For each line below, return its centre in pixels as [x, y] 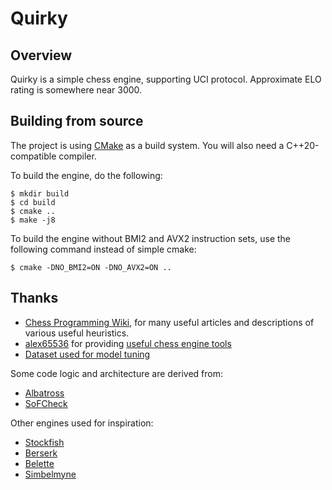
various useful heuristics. [77, 333]
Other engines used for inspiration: [82, 423]
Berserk [41, 453]
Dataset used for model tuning [87, 354]
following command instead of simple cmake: [103, 249]
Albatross [44, 393]
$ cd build [33, 202]
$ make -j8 [33, 220]
